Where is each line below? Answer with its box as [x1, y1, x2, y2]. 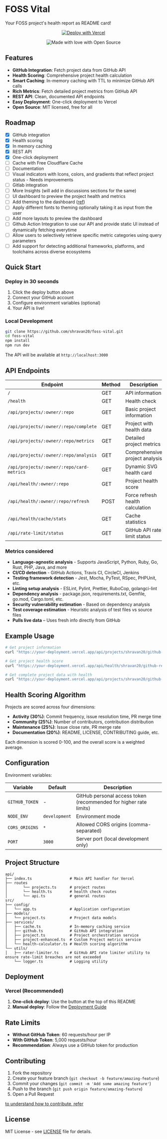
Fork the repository [12, 1070, 52, 1076]
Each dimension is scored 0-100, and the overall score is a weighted [5, 739, 145, 745]
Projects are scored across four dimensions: [5, 704, 96, 710]
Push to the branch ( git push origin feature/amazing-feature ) [12, 1086, 143, 1092]
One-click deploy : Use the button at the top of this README [12, 998, 136, 1005]
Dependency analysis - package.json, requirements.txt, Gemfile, [12, 591, 146, 597]
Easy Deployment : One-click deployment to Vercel [12, 99, 117, 105]
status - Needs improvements [12, 177, 74, 183]
